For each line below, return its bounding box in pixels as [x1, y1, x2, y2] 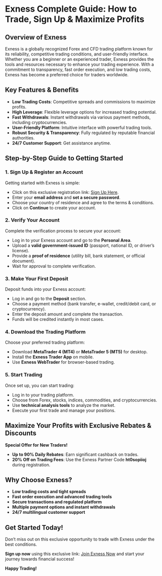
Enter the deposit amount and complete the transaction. [12, 311, 123, 317]
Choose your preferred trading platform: [5, 339, 85, 346]
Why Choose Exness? [5, 475, 73, 484]
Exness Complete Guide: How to [5, 3, 137, 15]
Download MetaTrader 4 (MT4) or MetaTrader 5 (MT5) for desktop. [12, 349, 148, 355]
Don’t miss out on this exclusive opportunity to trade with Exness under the [5, 536, 155, 542]
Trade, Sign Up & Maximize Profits [5, 14, 145, 25]
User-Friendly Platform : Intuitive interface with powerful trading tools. [12, 124, 152, 130]
